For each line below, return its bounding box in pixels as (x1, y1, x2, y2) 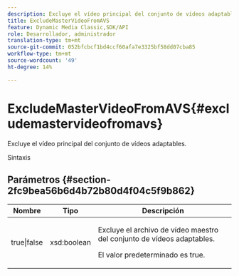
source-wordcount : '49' (7, 57, 78, 64)
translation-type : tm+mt (7, 37, 81, 44)
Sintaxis (7, 153, 31, 161)
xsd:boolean (49, 237, 91, 247)
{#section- (62, 173, 112, 185)
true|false (11, 237, 43, 247)
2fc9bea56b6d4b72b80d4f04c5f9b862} (7, 185, 196, 197)
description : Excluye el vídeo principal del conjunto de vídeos (7, 10, 205, 18)
